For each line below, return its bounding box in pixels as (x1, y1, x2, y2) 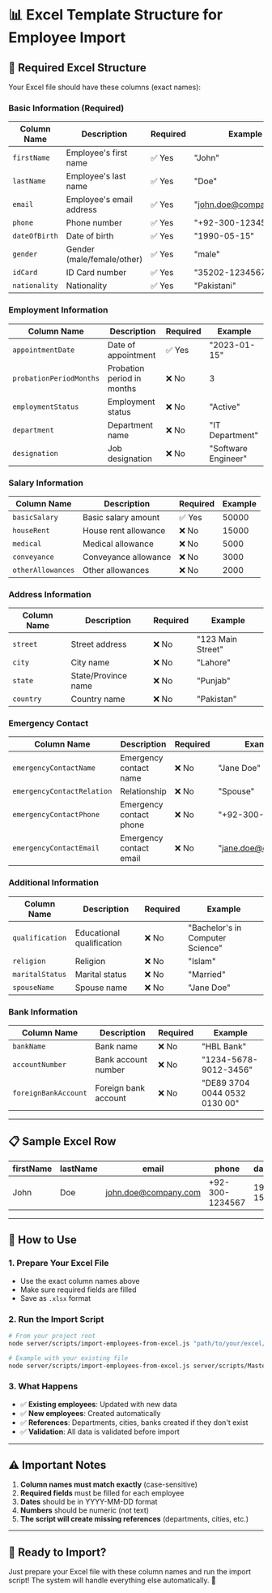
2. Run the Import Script (8, 1313, 104, 1324)
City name (70, 657, 110, 669)
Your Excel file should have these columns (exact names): (8, 82, 201, 92)
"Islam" (188, 955, 216, 967)
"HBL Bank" (201, 1041, 247, 1053)
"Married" (188, 968, 226, 979)
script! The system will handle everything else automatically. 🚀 (8, 1575, 216, 1586)
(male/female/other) (66, 254, 143, 265)
